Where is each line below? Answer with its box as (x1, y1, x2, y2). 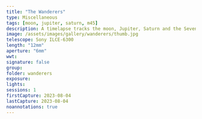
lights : (6, 82, 26, 88)
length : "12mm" (6, 43, 44, 49)
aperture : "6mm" (6, 48, 47, 54)
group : (6, 64, 23, 71)
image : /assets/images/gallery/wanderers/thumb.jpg (6, 31, 138, 37)
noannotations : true (6, 103, 58, 110)
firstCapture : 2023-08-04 (6, 93, 71, 99)
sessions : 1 (6, 87, 36, 93)
